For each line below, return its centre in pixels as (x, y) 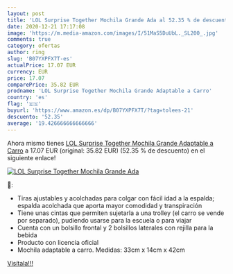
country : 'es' (28, 98)
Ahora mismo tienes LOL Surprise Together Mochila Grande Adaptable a (110, 143)
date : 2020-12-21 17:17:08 (46, 26)
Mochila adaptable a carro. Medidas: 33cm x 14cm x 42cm (101, 250)
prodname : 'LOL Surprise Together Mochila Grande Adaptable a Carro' (110, 91)
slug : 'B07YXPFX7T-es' (40, 59)
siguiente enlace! (32, 157)
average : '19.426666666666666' (52, 123)
